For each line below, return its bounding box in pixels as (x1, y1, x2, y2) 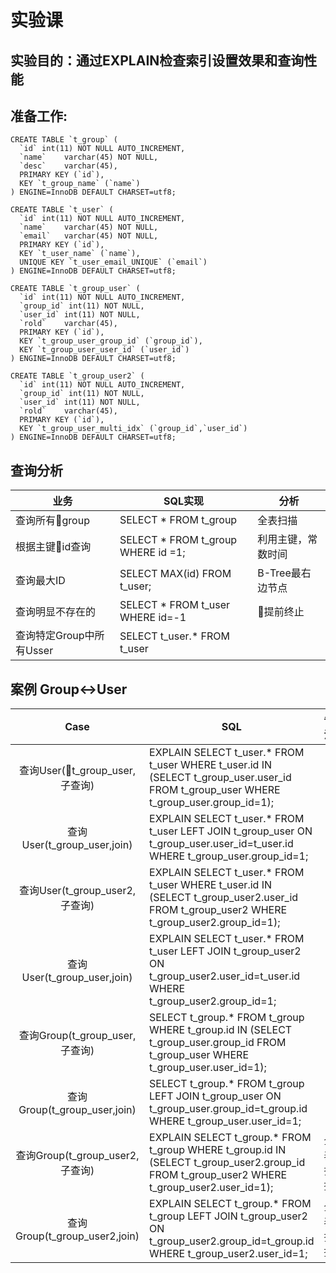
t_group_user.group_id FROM (149, 1036, 287, 1050)
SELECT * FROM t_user (119, 598, 230, 612)
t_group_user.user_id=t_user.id (149, 837, 294, 851)
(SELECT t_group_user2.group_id (149, 1156, 306, 1170)
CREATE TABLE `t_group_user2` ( (10, 371, 145, 381)
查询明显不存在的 (15, 605, 97, 619)
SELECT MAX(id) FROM (119, 567, 232, 581)
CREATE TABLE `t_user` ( (10, 205, 114, 215)
